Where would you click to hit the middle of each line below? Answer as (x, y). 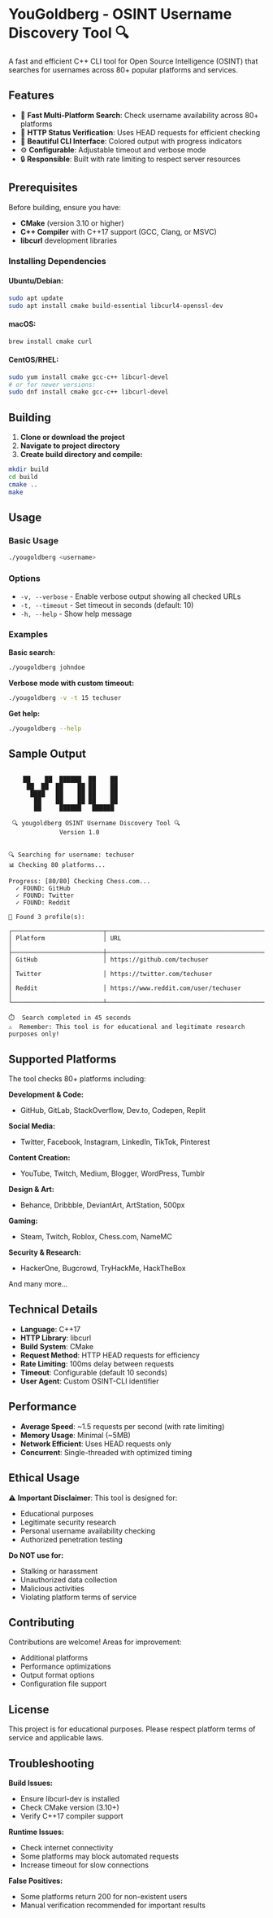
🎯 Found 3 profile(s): (47, 917)
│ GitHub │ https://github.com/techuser (108, 960)
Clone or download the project (72, 438)
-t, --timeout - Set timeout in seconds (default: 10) (107, 605)
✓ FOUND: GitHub (43, 889)
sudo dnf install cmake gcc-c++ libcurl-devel (89, 392)
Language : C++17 (50, 1329)
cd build (23, 477)
